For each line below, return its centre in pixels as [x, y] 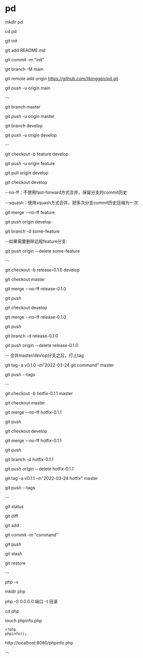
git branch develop [24, 126]
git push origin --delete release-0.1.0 [42, 345]
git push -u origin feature [30, 163]
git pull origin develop [27, 173]
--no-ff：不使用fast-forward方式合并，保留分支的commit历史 [66, 192]
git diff [12, 516]
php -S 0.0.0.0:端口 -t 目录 [31, 601]
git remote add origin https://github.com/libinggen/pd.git [62, 78]
